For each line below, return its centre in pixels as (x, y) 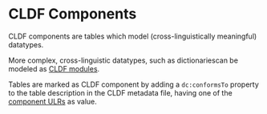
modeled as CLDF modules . (54, 68)
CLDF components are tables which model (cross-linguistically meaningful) (133, 36)
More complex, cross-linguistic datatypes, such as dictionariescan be (123, 60)
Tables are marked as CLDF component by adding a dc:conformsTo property (133, 84)
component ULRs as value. (53, 101)
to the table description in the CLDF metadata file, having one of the (120, 92)
